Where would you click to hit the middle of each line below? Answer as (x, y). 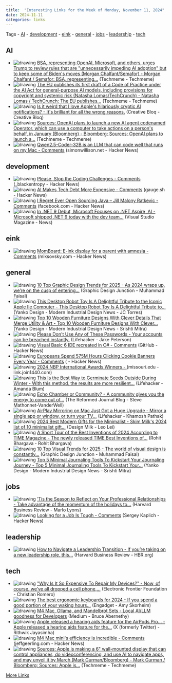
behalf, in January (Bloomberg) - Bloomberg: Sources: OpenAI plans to (88, 134)
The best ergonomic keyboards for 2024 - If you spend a (98, 600)
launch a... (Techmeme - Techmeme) (52, 139)
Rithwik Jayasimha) (34, 633)
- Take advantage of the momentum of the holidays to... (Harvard (82, 505)
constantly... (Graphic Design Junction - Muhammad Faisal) (76, 454)
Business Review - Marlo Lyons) (47, 510)
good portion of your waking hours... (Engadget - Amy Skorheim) (82, 605)
